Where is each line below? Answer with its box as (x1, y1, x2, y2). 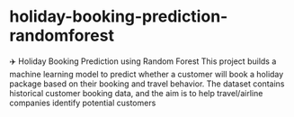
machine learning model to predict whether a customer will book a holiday (9, 68, 284, 79)
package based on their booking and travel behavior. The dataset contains (9, 78, 285, 89)
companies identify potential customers (9, 97, 156, 108)
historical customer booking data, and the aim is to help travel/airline (9, 87, 263, 98)
